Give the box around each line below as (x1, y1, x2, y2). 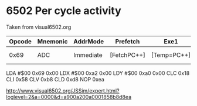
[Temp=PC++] (151, 51, 191, 59)
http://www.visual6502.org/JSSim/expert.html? (6, 87, 120, 94)
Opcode (9, 37, 32, 45)
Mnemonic (37, 37, 68, 45)
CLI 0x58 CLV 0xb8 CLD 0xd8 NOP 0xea (6, 76, 104, 83)
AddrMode (73, 37, 104, 45)
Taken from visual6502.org (6, 23, 72, 30)
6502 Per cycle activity (6, 4, 121, 18)
